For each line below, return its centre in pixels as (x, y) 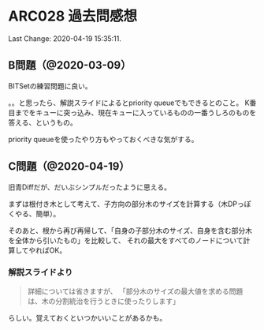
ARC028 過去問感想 (73, 16)
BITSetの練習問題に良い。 (50, 86)
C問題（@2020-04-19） (69, 167)
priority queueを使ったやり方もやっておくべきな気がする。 (103, 139)
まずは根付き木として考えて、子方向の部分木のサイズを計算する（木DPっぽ (130, 204)
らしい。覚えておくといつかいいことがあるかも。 (87, 317)
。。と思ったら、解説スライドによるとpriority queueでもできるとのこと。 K (129, 103)
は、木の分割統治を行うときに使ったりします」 (103, 301)
